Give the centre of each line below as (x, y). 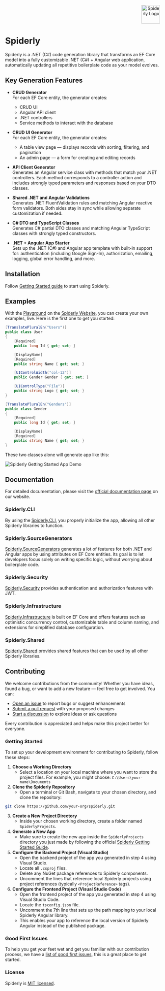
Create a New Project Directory (44, 816)
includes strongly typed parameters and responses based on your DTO (84, 183)
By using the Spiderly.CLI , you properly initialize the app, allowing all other (80, 520)
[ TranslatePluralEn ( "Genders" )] (38, 404)
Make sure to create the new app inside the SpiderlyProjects (82, 836)
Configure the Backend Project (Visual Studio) (60, 852)
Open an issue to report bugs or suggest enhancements (69, 703)
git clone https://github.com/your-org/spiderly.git (60, 807)
